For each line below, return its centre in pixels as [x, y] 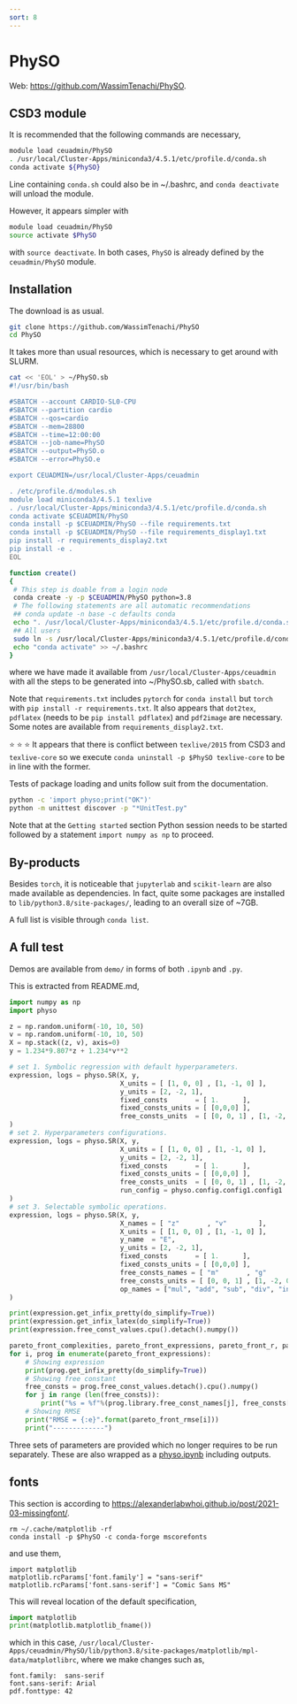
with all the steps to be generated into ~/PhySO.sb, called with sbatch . [137, 681]
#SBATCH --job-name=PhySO [57, 443]
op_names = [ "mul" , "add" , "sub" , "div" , [197, 1289]
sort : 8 [23, 17]
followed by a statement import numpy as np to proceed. [112, 835]
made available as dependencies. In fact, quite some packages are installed [147, 893]
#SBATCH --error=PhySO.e [55, 460]
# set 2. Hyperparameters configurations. [88, 1133]
